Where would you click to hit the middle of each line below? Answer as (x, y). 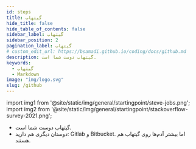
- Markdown (26, 74)
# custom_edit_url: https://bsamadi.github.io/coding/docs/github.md (96, 52)
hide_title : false (30, 23)
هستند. (23, 140)
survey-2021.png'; (29, 116)
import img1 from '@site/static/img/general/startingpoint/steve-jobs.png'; (98, 103)
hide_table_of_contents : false (46, 29)
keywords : (19, 63)
